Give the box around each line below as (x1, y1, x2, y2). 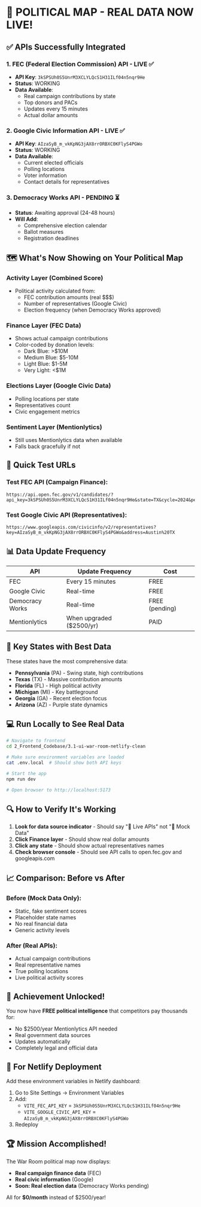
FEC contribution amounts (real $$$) (23, 294, 115, 301)
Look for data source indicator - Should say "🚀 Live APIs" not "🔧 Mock (14, 823, 190, 830)
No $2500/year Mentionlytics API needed (14, 1025, 118, 1032)
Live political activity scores (14, 974, 84, 982)
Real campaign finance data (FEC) (14, 1169, 102, 1176)
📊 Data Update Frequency (6, 547, 106, 557)
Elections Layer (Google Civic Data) (6, 382, 111, 390)
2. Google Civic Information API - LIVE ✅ (6, 126, 126, 135)
